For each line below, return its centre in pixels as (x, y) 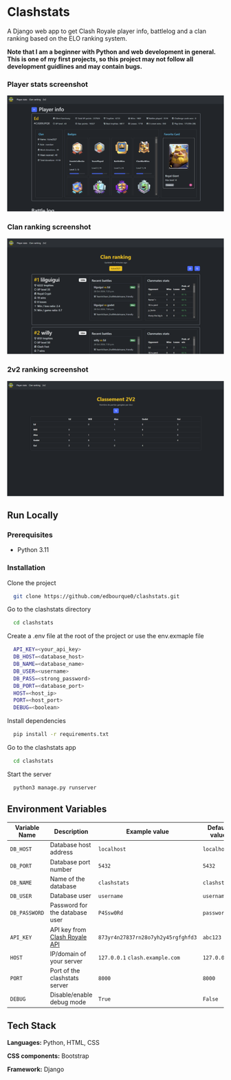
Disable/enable (71, 995)
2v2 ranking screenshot (48, 369)
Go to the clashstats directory (49, 609)
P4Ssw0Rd (111, 913)
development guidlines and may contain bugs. (75, 66)
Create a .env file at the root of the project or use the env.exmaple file (106, 636)
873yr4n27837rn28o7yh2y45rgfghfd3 (148, 937)
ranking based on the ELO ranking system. (67, 38)
